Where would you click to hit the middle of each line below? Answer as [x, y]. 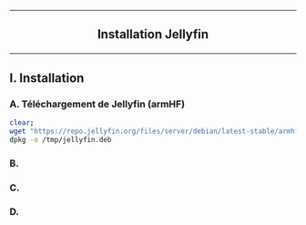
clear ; [22, 123]
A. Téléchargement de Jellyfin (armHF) [97, 104]
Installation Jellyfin [153, 34]
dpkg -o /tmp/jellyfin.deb [61, 139]
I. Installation [47, 78]
